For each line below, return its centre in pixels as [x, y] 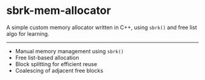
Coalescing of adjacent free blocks [59, 70]
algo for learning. [28, 33]
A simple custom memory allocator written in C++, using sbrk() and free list [102, 27]
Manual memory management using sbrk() [69, 51]
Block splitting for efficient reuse [56, 64]
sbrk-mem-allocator [59, 11]
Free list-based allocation [47, 58]
